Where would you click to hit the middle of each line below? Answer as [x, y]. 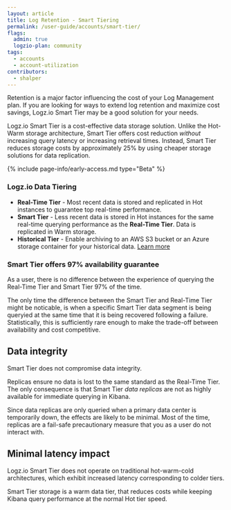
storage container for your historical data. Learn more [94, 246]
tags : [15, 53]
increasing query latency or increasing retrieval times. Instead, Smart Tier [112, 141]
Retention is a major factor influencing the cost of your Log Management [111, 98]
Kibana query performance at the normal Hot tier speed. [87, 499]
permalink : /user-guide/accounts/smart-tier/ [74, 26]
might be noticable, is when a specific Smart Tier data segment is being [109, 307]
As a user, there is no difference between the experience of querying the [111, 279]
